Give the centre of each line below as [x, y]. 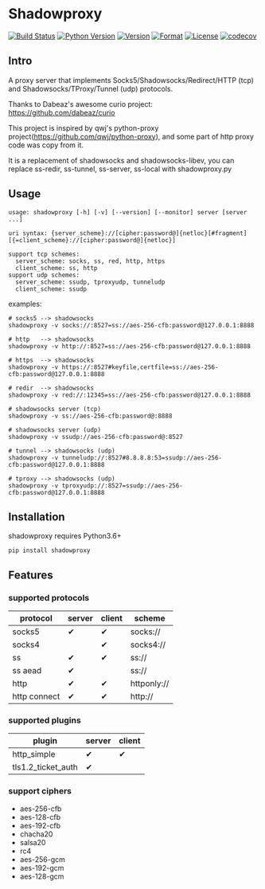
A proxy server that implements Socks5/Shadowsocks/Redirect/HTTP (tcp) [131, 80]
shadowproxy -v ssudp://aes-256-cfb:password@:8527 [95, 437]
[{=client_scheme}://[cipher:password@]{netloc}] [92, 240]
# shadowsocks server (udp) [55, 430]
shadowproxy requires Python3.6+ [65, 536]
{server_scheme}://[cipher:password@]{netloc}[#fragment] [149, 233]
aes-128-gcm [42, 876]
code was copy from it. [46, 145]
